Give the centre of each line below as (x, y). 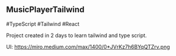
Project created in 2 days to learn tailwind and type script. (76, 35)
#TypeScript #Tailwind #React (43, 24)
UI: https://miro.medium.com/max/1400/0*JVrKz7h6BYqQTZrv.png (88, 47)
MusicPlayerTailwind (45, 10)
